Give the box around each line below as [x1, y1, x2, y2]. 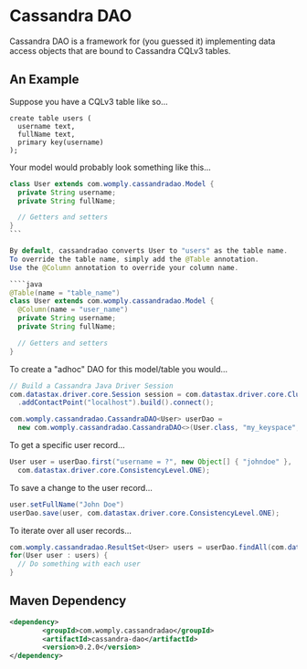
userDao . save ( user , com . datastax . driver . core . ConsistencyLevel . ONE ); [9, 508, 281, 517]
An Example [9, 72, 79, 88]
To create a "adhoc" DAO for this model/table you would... [9, 363, 228, 374]
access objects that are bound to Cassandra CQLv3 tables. [9, 45, 231, 56]
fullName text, [17, 130, 76, 139]
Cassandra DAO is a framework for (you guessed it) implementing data [9, 36, 276, 47]
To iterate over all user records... [9, 525, 132, 536]
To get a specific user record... [9, 440, 125, 450]
